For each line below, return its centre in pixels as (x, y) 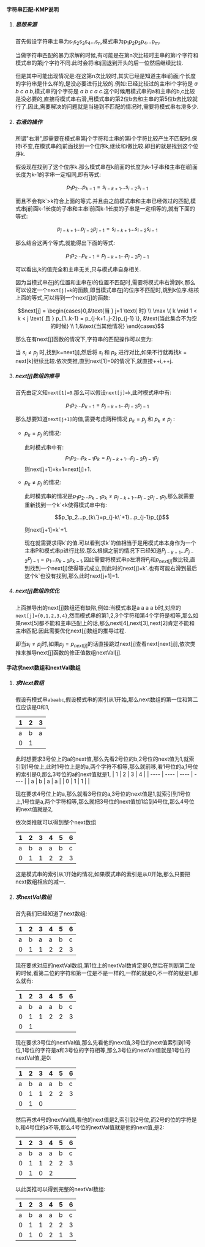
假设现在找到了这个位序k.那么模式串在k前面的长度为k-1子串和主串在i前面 (106, 167)
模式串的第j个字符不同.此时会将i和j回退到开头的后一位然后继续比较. (99, 63)
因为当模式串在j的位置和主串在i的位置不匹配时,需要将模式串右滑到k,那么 (105, 282)
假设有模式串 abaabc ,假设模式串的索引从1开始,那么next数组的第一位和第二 (107, 699)
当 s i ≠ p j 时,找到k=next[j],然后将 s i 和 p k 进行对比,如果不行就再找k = (101, 353)
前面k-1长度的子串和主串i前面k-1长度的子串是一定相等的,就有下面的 (111, 209)
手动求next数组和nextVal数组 (43, 668)
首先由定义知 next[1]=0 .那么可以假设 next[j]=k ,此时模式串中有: (93, 392)
